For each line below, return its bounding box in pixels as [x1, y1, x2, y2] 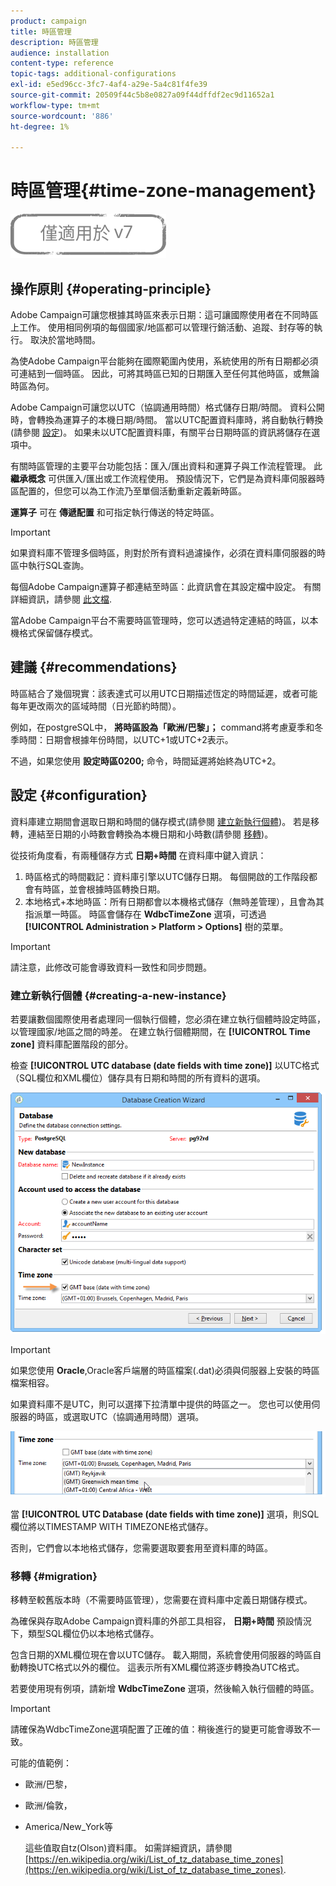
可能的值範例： [10, 1756, 72, 1769]
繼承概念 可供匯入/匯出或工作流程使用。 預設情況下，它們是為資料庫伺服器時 [10, 473, 325, 484]
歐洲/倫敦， [24, 1799, 73, 1811]
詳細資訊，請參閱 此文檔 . [10, 593, 112, 605]
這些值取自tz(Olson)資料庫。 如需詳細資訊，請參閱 [24, 1841, 233, 1854]
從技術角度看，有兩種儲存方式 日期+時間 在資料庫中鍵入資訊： [10, 849, 267, 861]
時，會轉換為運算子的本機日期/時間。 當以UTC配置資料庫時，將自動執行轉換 [10, 414, 324, 425]
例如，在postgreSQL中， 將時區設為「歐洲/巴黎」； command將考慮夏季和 [10, 721, 315, 733]
